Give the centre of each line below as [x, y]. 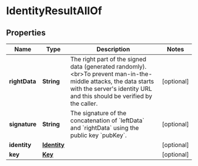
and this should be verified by [111, 96]
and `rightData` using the [105, 128]
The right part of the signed [108, 59]
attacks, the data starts [122, 81]
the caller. [84, 103]
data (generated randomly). [108, 66]
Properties [26, 33]
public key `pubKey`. [99, 135]
